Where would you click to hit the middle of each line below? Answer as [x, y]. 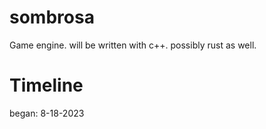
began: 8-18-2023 [47, 113]
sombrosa [52, 17]
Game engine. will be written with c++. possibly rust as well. [133, 45]
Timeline [46, 85]
